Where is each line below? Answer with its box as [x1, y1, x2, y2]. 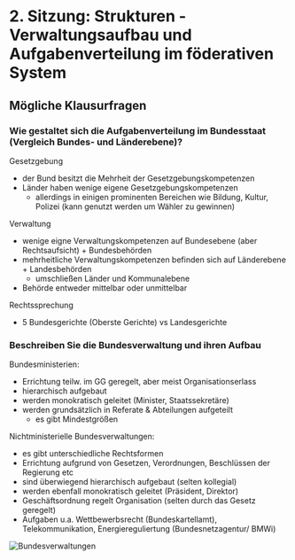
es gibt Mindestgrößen [35, 414, 119, 424]
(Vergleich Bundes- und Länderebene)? [9, 136, 183, 148]
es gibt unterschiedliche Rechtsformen [21, 448, 164, 459]
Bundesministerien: [9, 359, 80, 369]
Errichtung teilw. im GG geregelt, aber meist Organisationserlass [21, 377, 257, 387]
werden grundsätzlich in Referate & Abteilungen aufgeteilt [21, 405, 233, 416]
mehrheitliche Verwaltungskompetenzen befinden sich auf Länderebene [21, 254, 286, 265]
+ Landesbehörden [21, 263, 92, 274]
